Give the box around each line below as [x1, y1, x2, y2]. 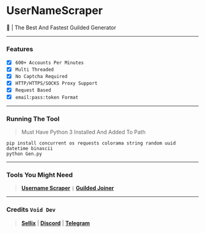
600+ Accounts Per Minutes [15, 60, 84, 66]
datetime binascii [6, 145, 53, 151]
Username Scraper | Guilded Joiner [21, 184, 114, 192]
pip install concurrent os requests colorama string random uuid [6, 140, 176, 146]
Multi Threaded [15, 66, 54, 73]
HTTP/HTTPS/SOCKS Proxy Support [15, 81, 98, 87]
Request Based [15, 87, 51, 93]
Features [6, 45, 34, 53]
